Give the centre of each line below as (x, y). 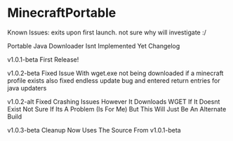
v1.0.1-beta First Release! (43, 59)
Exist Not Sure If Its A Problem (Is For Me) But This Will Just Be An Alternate (117, 109)
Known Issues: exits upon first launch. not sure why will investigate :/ (107, 32)
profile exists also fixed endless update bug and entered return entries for (114, 80)
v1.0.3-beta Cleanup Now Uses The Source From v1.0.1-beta (94, 130)
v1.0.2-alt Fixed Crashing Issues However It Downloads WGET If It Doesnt (114, 101)
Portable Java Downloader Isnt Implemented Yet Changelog (94, 46)
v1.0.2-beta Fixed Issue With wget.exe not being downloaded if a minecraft (115, 73)
